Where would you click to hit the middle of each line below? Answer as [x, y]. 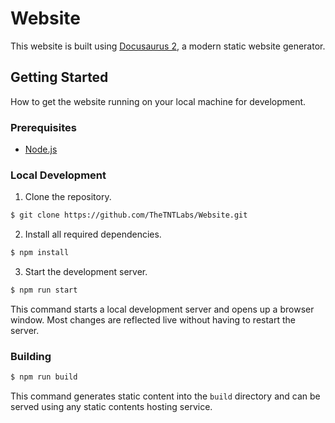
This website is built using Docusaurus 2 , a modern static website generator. [168, 46]
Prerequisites [43, 127]
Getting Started [59, 77]
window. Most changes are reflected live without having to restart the [153, 319]
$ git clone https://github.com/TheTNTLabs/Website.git [129, 215]
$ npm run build [44, 377]
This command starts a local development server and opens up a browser [162, 309]
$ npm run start [44, 290]
